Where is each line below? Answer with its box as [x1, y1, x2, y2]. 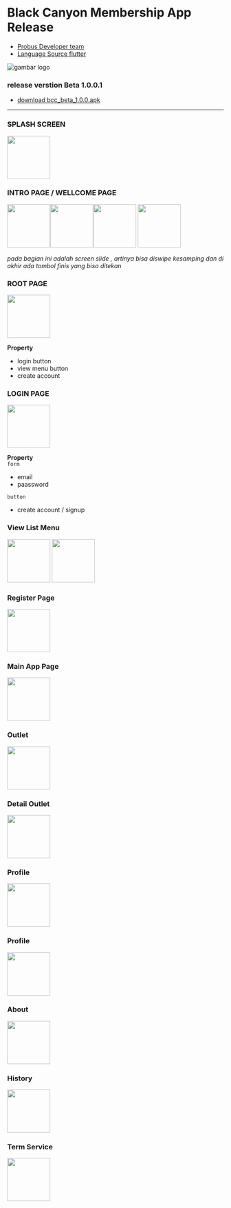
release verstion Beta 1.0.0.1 [7, 80, 103, 90]
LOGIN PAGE [7, 389, 49, 399]
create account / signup [16, 505, 85, 514]
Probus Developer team [16, 42, 85, 50]
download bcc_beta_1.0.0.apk [16, 96, 101, 104]
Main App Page [7, 661, 59, 671]
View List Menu [7, 523, 60, 532]
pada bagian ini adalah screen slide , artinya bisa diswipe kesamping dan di [7, 254, 224, 263]
